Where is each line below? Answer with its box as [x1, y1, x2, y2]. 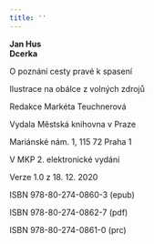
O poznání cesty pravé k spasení [9, 66, 133, 76]
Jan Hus [9, 38, 42, 49]
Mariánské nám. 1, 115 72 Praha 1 [9, 136, 132, 147]
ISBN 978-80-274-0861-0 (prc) [9, 224, 127, 235]
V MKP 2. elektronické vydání [9, 154, 120, 165]
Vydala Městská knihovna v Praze [9, 118, 137, 129]
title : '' [9, 13, 47, 23]
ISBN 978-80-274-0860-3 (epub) [9, 188, 135, 200]
